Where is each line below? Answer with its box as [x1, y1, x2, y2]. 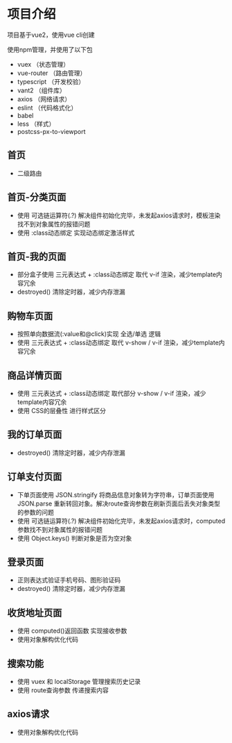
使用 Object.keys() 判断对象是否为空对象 [17, 534, 132, 542]
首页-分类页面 [7, 192, 66, 203]
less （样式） [17, 119, 55, 128]
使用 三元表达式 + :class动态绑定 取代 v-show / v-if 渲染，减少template [17, 338, 220, 347]
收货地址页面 [7, 607, 62, 619]
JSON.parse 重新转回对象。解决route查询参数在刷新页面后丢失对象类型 [17, 499, 220, 508]
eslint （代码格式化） [17, 103, 78, 112]
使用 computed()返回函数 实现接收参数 [17, 626, 127, 635]
